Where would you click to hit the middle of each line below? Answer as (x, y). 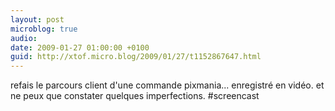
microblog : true (44, 29)
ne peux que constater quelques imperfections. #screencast (135, 96)
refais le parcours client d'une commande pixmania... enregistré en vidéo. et (167, 85)
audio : (24, 38)
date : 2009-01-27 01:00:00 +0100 (80, 47)
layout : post (37, 19)
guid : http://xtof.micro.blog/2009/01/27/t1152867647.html (136, 57)
